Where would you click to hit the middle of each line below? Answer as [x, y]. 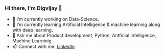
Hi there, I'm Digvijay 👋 [33, 8]
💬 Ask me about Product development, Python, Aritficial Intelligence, [84, 36]
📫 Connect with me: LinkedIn [43, 47]
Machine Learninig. [32, 41]
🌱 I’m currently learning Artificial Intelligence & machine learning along [86, 24]
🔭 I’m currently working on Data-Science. [55, 19]
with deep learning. [32, 30]
